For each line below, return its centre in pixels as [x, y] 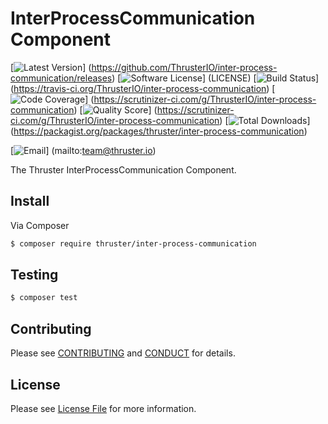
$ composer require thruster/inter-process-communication [133, 243]
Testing [34, 275]
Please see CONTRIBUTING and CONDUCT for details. [123, 353]
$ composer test [44, 298]
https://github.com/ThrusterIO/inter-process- [184, 67]
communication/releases [61, 78]
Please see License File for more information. [103, 408]
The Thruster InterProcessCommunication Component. [123, 169]
